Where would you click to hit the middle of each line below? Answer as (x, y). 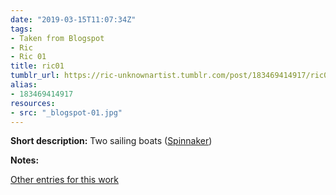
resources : (33, 103)
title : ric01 (37, 66)
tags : (21, 29)
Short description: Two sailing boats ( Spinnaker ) (111, 141)
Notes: (25, 160)
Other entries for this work (64, 180)
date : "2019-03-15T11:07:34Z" (73, 19)
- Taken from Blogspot (57, 38)
